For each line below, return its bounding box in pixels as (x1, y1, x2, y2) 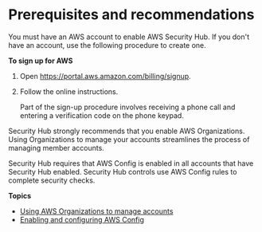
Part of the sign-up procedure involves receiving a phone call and (19, 102, 236, 112)
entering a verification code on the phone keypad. (19, 110, 185, 120)
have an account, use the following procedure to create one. (8, 40, 207, 49)
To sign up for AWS (8, 56, 73, 65)
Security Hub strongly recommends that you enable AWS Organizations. (8, 126, 245, 136)
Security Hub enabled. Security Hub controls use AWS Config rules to (8, 167, 237, 176)
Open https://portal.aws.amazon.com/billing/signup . (19, 71, 191, 81)
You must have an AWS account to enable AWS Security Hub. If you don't (8, 32, 250, 41)
